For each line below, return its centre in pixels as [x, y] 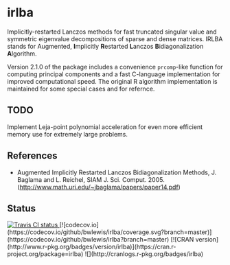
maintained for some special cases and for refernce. [81, 89]
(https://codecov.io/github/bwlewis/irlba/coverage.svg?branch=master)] [110, 232]
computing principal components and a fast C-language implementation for [114, 74]
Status [22, 208]
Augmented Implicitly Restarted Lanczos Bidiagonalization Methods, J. [117, 172]
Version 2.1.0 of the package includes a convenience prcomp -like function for [115, 67]
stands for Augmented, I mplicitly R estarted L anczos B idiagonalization [105, 46]
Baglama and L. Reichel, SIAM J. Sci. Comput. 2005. [91, 179]
